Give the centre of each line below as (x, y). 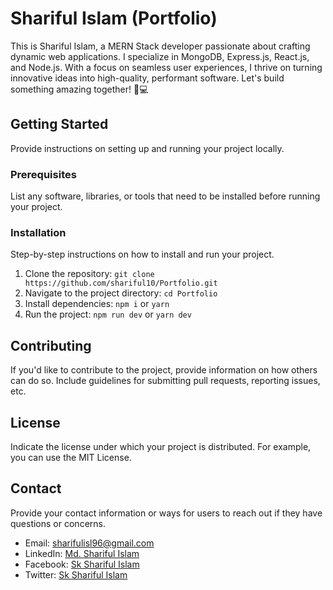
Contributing (51, 345)
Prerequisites (43, 174)
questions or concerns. (58, 523)
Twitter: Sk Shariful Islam (76, 574)
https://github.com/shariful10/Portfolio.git (121, 283)
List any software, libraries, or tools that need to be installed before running (165, 196)
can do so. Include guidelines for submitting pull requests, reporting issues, (165, 381)
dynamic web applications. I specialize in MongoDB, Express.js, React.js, (160, 56)
